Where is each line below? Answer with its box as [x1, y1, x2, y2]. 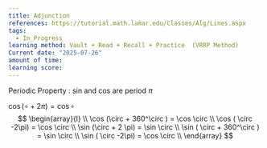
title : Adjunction [8, 11, 70, 20]
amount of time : [8, 57, 63, 65]
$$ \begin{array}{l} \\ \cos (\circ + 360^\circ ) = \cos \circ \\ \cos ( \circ [17, 114, 253, 123]
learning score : [8, 64, 63, 72]
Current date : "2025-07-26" [8, 49, 103, 57]
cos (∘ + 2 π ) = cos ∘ [8, 101, 75, 110]
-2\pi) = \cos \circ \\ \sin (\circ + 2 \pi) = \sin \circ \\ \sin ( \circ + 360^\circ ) [10, 122, 260, 132]
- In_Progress [15, 34, 63, 42]
